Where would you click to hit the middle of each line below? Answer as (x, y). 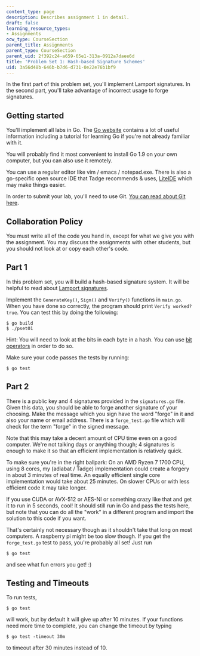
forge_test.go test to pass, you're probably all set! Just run (79, 542)
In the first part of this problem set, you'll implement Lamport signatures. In (98, 84)
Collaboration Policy (45, 221)
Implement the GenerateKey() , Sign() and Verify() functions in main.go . (94, 300)
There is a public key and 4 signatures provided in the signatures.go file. (96, 401)
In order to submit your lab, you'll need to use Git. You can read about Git (96, 196)
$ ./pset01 (20, 328)
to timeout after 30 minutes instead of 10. (57, 648)
